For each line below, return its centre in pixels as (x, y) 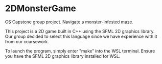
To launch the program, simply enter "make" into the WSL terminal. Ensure (80, 51)
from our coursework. (27, 41)
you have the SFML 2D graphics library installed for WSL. (63, 56)
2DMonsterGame (41, 8)
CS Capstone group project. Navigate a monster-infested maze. (69, 22)
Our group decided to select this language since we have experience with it (81, 36)
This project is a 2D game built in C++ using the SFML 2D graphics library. (80, 31)
